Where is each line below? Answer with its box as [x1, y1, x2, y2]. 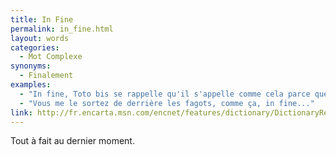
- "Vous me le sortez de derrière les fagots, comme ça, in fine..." [19, 98, 315, 108]
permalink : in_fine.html [10, 24, 114, 34]
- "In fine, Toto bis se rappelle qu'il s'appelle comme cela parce [19, 89, 311, 99]
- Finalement [19, 71, 74, 81]
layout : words [10, 33, 70, 43]
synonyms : [10, 61, 52, 71]
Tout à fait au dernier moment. [10, 135, 135, 147]
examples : [10, 80, 52, 90]
